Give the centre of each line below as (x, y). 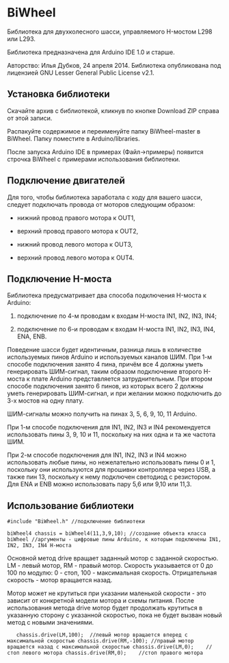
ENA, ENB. (32, 336)
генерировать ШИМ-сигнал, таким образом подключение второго (105, 372)
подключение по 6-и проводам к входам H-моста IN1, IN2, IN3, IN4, (116, 329)
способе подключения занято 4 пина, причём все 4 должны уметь (105, 364)
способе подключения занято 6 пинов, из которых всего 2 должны (105, 386)
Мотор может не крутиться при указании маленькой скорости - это (107, 593)
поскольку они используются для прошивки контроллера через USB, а (111, 470)
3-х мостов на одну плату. (45, 401)
